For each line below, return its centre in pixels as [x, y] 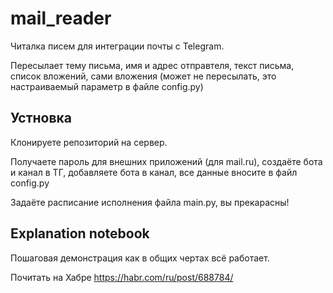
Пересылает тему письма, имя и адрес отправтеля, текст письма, [152, 65]
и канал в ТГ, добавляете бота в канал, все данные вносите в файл [154, 172]
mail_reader [61, 18]
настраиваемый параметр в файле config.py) [107, 86]
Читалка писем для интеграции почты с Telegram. [117, 46]
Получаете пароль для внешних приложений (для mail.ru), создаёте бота [166, 161]
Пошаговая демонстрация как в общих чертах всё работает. [140, 258]
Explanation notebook [80, 233]
